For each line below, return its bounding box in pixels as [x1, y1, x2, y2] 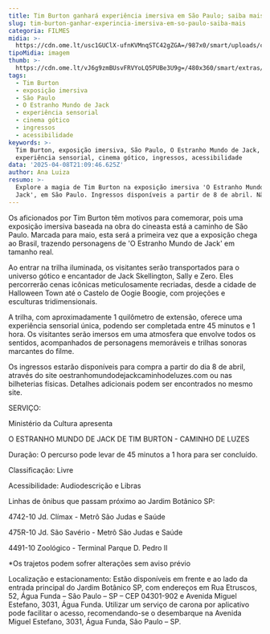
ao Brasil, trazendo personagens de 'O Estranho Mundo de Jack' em [8, 238, 235, 248]
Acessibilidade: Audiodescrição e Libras [8, 481, 141, 490]
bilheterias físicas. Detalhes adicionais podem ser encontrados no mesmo [8, 379, 253, 388]
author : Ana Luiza [8, 169, 70, 177]
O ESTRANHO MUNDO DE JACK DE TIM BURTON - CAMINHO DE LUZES [8, 434, 250, 444]
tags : [8, 71, 27, 79]
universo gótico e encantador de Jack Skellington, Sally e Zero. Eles [8, 270, 234, 281]
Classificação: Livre [8, 465, 74, 474]
